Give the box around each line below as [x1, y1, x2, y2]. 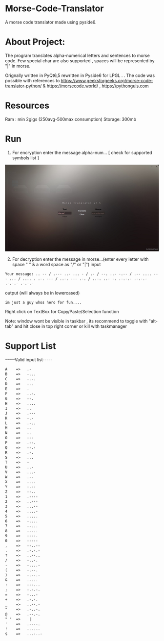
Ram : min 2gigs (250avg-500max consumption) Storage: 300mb [5, 116, 137, 122]
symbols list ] [12, 155, 39, 161]
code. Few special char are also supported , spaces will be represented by [5, 57, 155, 64]
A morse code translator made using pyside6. [5, 19, 97, 25]
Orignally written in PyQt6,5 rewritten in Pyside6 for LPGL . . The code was [5, 72, 155, 78]
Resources [5, 100, 50, 111]
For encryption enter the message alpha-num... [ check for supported [12, 149, 152, 155]
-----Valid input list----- [5, 357, 53, 363]
